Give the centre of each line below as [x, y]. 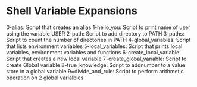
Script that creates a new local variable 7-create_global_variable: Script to [96, 59]
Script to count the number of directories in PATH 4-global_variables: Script [98, 40]
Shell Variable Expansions [72, 11]
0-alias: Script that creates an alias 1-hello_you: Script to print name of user [98, 27]
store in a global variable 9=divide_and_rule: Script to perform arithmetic [95, 71]
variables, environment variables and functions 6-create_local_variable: [94, 52]
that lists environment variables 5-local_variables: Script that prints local [94, 46]
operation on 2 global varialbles [45, 78]
